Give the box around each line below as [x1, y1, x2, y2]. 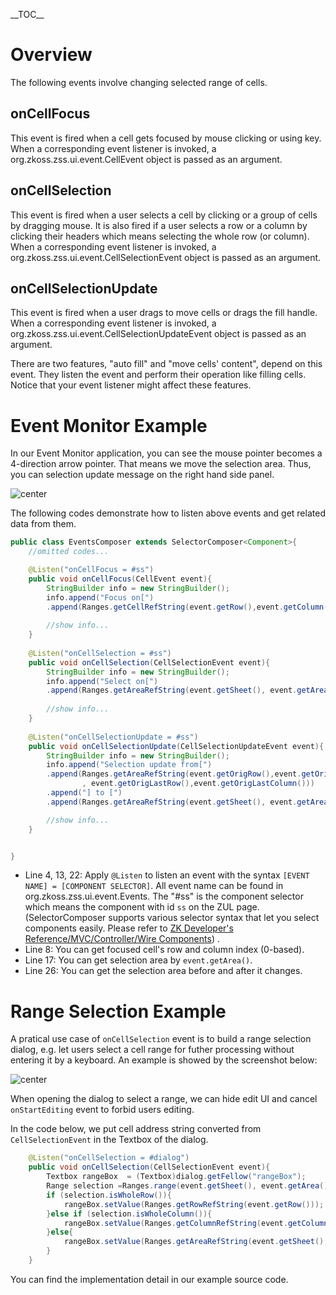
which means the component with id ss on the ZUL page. [24, 901, 260, 913]
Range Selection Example [10, 1000, 227, 1023]
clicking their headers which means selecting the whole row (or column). [10, 230, 310, 242]
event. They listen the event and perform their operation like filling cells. [10, 369, 307, 381]
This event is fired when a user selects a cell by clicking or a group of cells [10, 209, 318, 221]
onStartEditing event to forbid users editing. [10, 1104, 195, 1116]
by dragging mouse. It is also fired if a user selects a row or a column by [10, 219, 308, 231]
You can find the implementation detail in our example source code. [10, 1273, 289, 1285]
